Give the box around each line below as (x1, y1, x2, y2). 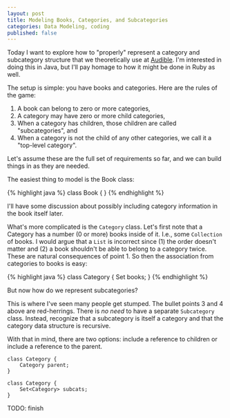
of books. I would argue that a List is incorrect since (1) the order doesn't (7, 238, 216, 246)
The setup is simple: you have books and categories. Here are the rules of (7, 84, 218, 92)
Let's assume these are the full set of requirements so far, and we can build (7, 155, 222, 163)
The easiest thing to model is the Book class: (7, 175, 135, 184)
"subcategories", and (17, 126, 78, 135)
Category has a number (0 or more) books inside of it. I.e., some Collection (7, 230, 222, 238)
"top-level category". (17, 141, 77, 149)
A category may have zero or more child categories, (17, 112, 166, 120)
